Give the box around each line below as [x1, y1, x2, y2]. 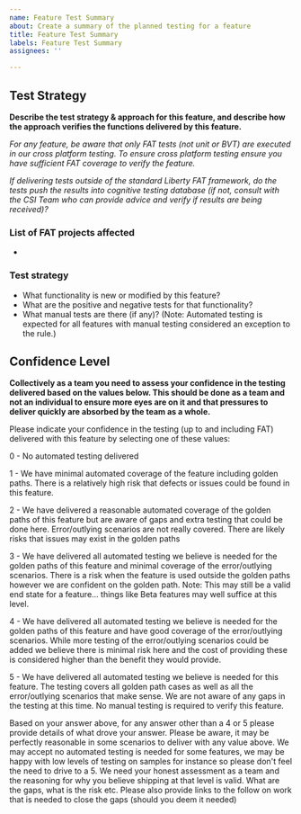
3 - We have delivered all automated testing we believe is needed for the [9, 550, 278, 562]
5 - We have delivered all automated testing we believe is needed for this [9, 672, 279, 683]
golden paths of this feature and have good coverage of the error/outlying [9, 626, 283, 637]
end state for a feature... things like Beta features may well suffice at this [9, 589, 278, 600]
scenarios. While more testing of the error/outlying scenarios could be [9, 635, 270, 646]
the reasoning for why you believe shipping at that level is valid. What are [9, 775, 280, 786]
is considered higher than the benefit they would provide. [9, 654, 222, 666]
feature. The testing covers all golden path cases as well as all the [9, 681, 253, 693]
